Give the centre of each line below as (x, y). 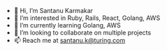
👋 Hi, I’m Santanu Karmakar (53, 11)
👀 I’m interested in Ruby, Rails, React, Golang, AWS (87, 18)
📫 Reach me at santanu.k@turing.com (70, 40)
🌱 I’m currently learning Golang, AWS (67, 25)
